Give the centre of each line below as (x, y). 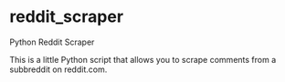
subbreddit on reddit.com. (58, 69)
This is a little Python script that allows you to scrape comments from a (143, 59)
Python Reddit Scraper (52, 42)
